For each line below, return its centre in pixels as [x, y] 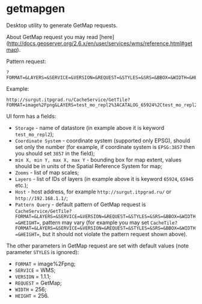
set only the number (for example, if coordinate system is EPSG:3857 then [105, 147]
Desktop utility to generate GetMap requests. [62, 25]
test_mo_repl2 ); [34, 134]
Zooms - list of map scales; [47, 172]
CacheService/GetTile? [43, 211]
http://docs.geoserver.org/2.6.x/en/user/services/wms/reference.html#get [100, 43]
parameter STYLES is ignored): [43, 252]
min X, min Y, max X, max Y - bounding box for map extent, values [98, 160]
